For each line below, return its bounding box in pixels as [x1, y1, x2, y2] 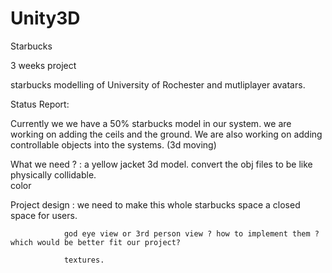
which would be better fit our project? [10, 237, 182, 247]
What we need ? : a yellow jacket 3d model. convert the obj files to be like [10, 158, 313, 170]
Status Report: [10, 98, 70, 110]
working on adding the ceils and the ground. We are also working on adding [10, 128, 323, 140]
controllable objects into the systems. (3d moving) [10, 138, 217, 151]
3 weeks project [10, 59, 77, 71]
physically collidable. [10, 168, 97, 181]
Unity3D [10, 7, 81, 30]
